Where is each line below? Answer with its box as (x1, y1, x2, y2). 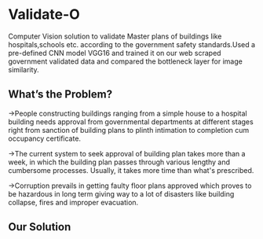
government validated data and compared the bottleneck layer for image (8, 57, 243, 66)
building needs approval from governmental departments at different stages (8, 116, 254, 127)
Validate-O (8, 6, 80, 24)
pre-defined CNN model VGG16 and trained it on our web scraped (8, 48, 221, 57)
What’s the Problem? (8, 88, 112, 101)
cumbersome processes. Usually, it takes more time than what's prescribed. (8, 165, 254, 175)
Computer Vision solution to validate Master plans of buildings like (8, 31, 222, 41)
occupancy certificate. (8, 134, 81, 143)
